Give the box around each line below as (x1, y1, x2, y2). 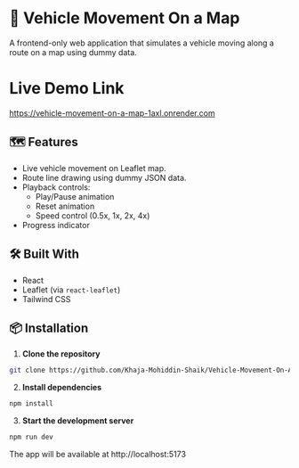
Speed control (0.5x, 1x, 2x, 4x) (35, 209, 150, 221)
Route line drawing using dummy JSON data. (21, 172, 187, 183)
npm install (9, 399, 53, 408)
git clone (9, 365, 46, 375)
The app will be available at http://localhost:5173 (9, 448, 187, 459)
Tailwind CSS (21, 293, 71, 304)
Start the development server (21, 415, 134, 426)
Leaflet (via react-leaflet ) (21, 284, 121, 295)
